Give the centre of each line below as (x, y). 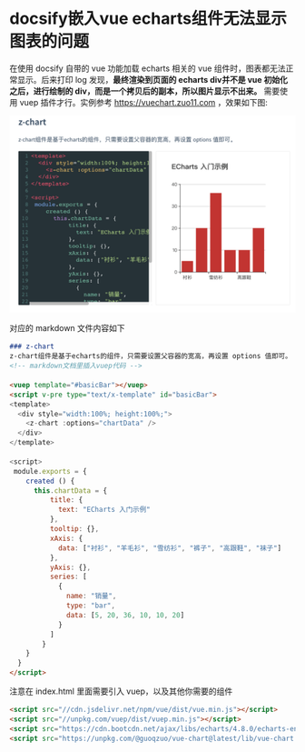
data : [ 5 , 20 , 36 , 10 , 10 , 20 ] (126, 615)
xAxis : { (66, 538)
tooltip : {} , (74, 529)
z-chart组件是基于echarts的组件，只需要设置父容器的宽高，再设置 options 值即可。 (151, 356)
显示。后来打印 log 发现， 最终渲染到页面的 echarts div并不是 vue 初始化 (152, 79)
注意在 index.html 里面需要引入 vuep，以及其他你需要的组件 (121, 691)
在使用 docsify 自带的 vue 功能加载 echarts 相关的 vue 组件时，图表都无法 (148, 68)
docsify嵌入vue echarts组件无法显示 (148, 19)
